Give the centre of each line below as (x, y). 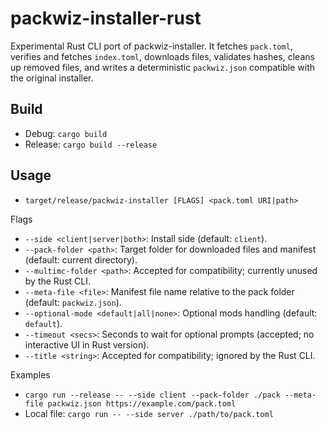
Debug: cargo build (66, 133)
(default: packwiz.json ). (73, 302)
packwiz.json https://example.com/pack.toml (142, 403)
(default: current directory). (81, 259)
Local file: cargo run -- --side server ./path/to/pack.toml (149, 413)
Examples (30, 374)
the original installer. (52, 78)
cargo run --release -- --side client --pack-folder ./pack (152, 395)
